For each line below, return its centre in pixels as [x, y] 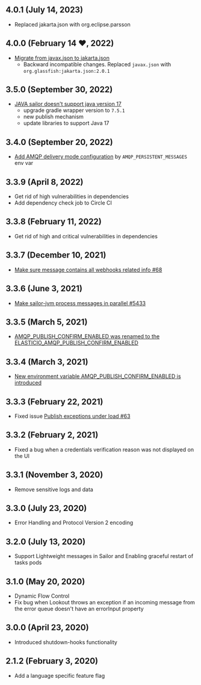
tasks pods [28, 563]
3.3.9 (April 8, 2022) [45, 182]
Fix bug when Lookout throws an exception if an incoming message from [104, 602]
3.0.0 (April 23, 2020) [47, 628]
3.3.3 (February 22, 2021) [54, 402]
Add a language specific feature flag [60, 675]
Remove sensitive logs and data [54, 489]
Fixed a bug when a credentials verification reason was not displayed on [104, 449]
